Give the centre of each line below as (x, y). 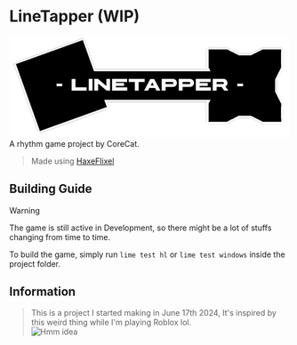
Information (43, 291)
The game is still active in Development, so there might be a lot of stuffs (140, 228)
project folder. (35, 263)
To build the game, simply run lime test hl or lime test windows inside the (148, 254)
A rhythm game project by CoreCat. (74, 143)
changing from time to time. (60, 237)
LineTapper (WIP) (75, 16)
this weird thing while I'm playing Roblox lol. (111, 323)
